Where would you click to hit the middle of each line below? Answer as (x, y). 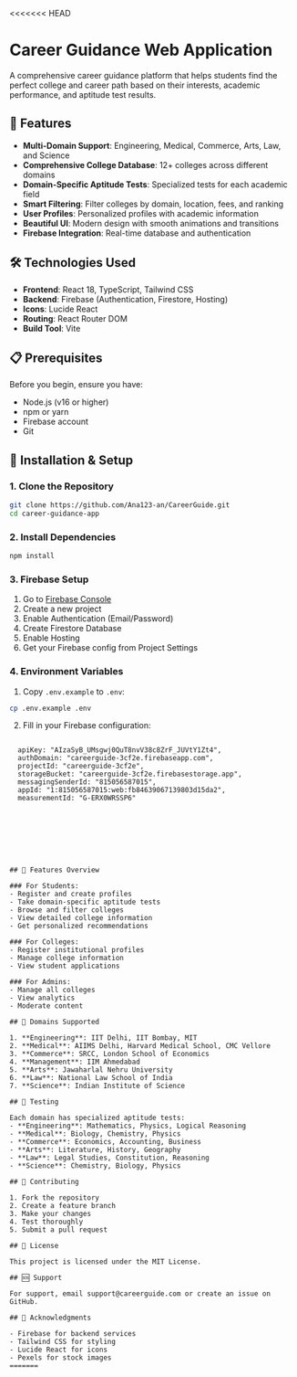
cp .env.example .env (51, 708)
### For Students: (44, 886)
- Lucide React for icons (58, 1350)
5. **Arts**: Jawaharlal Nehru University (91, 1070)
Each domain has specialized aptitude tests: (97, 1118)
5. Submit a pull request (58, 1230)
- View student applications (65, 966)
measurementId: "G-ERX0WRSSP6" (77, 799)
